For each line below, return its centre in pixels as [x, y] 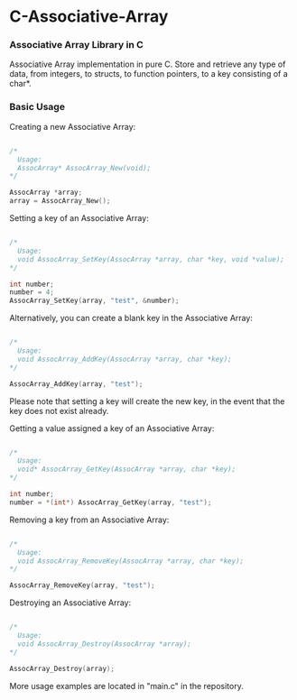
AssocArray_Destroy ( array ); [62, 668]
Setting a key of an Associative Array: [79, 218]
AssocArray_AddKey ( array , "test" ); [76, 384]
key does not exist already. [59, 410]
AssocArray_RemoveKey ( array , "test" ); [82, 585]
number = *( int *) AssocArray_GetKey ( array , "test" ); [111, 502]
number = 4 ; [32, 292]
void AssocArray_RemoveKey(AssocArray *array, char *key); [131, 561]
